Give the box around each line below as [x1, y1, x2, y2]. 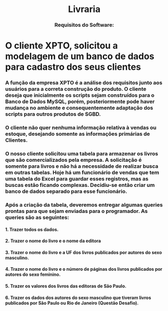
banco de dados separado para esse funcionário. [5, 188, 127, 195]
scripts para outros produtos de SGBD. [5, 111, 101, 118]
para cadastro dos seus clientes [5, 61, 141, 73]
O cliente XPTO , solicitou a [5, 40, 118, 51]
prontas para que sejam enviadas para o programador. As [5, 208, 148, 215]
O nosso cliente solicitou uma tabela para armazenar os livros [5, 150, 158, 157]
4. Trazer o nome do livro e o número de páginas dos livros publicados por [5, 266, 162, 272]
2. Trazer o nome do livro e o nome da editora [5, 238, 101, 244]
